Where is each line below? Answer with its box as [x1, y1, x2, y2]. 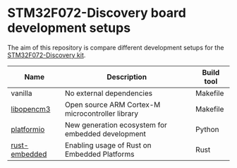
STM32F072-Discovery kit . [7, 51, 86, 59]
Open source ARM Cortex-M [64, 100, 161, 109]
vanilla [11, 88, 32, 98]
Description [107, 72, 147, 82]
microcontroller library [64, 108, 139, 118]
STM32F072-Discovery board [7, 5, 187, 21]
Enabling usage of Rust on [64, 140, 152, 150]
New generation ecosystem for [64, 120, 167, 130]
